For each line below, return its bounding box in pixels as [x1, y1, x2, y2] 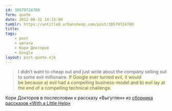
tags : [5, 31, 17, 36]
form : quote [5, 12, 31, 17]
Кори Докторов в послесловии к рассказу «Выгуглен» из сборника [5, 95, 154, 101]
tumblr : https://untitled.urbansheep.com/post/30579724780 [5, 21, 134, 27]
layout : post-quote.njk [5, 54, 56, 60]
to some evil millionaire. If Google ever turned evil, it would [17, 74, 142, 80]
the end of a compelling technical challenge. [17, 85, 112, 91]
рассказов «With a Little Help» [5, 100, 71, 106]
